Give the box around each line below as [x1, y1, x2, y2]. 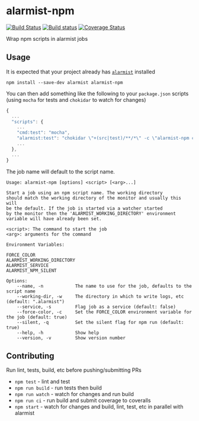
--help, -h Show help [17, 330, 99, 336]
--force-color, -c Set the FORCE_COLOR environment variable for [17, 309, 192, 315]
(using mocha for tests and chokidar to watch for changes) [6, 96, 146, 103]
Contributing [6, 351, 54, 361]
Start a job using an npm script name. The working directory [6, 189, 163, 196]
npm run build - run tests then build [14, 384, 102, 391]
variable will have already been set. [6, 216, 102, 221]
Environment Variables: [6, 242, 65, 248]
